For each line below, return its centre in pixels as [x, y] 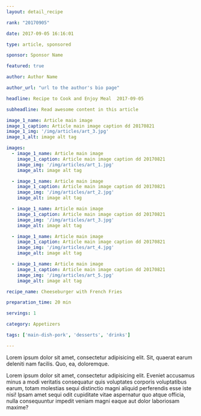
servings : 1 [21, 313]
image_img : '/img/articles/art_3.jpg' [66, 220]
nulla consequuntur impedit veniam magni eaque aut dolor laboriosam [93, 401]
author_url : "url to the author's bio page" [63, 88]
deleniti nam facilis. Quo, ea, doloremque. [58, 364]
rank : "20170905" [28, 23]
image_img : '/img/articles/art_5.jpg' [66, 275]
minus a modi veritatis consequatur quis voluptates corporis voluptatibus [97, 382]
